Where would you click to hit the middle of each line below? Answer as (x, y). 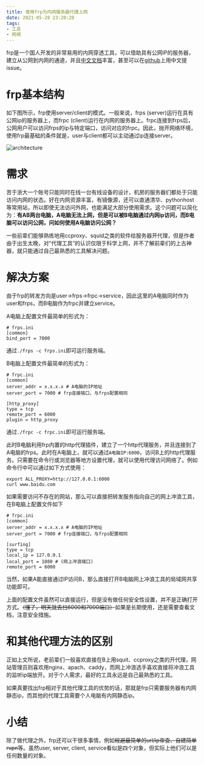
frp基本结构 (36, 95)
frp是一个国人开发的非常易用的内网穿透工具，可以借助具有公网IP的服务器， (100, 53)
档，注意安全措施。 (30, 615)
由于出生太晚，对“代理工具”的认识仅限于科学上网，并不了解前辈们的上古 (97, 243)
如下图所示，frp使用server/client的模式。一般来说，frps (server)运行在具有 (100, 113)
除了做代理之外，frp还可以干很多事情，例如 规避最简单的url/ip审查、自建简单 (102, 740)
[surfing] (19, 544)
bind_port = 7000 (28, 338)
